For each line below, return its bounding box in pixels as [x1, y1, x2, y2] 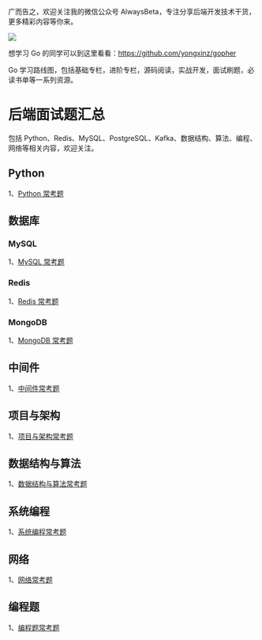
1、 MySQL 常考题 [8, 257, 65, 267]
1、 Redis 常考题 [8, 296, 59, 306]
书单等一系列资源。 [14, 75, 77, 85]
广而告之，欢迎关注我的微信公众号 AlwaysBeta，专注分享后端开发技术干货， [8, 7, 256, 16]
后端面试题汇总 [8, 106, 106, 124]
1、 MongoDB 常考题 [8, 335, 73, 346]
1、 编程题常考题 [8, 623, 60, 632]
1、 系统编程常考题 [8, 527, 67, 536]
